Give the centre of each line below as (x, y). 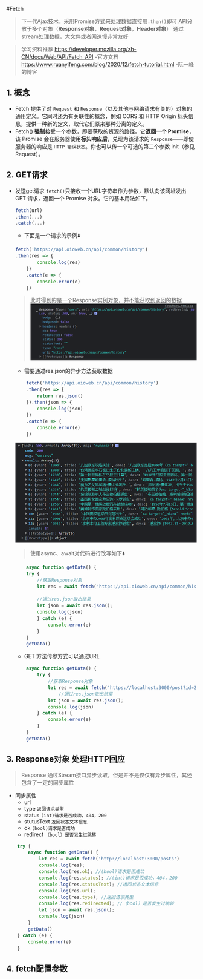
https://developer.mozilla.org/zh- (95, 49)
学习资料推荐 (37, 49)
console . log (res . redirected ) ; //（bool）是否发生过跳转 (106, 904)
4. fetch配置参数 (37, 968)
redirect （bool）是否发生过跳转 (60, 834)
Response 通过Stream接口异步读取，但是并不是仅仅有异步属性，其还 (106, 775)
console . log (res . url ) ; (67, 891)
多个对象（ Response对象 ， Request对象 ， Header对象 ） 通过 (108, 29)
